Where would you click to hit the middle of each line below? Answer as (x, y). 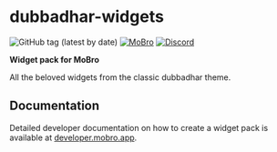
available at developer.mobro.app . (73, 137)
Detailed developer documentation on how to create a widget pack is (139, 127)
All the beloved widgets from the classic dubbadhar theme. (120, 77)
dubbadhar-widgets (87, 17)
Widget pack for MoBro (55, 59)
